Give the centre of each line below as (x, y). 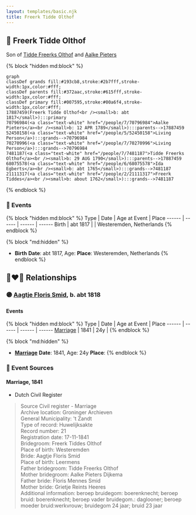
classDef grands (26, 82)
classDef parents (27, 92)
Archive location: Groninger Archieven (66, 413)
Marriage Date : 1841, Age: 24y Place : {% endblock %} (80, 353)
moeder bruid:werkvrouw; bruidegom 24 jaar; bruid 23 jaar (91, 506)
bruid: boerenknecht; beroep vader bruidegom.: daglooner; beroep (101, 499)
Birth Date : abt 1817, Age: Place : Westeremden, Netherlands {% (91, 253)
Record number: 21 (43, 431)
